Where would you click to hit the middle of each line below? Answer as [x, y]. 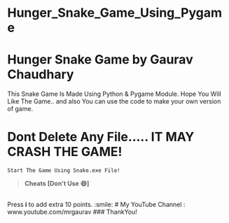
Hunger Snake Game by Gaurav [100, 60]
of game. [20, 109]
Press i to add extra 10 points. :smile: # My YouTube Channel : [96, 205]
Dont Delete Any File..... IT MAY [101, 137]
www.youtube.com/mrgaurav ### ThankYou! [72, 212]
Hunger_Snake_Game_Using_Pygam [115, 13]
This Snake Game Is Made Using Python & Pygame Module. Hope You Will [114, 94]
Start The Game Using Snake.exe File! [64, 171]
